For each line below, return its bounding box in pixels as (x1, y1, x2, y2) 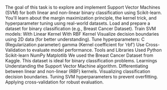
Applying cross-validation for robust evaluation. (5, 79, 104, 85)
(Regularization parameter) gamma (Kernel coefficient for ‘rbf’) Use (5, 42, 145, 47)
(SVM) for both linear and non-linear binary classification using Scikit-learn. (5, 10, 162, 16)
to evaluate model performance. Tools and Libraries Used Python (27, 47, 162, 53)
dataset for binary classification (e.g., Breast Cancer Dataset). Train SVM (5, 26, 156, 32)
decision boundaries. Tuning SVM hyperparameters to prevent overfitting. (5, 74, 158, 79)
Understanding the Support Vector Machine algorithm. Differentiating (5, 63, 148, 69)
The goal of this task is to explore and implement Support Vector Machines (5, 5, 160, 10)
